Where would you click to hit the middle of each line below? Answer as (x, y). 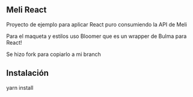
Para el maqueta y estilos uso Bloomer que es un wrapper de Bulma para (96, 36)
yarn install (20, 87)
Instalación (28, 73)
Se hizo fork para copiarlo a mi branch (54, 54)
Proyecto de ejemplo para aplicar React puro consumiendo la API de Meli (97, 24)
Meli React (26, 10)
